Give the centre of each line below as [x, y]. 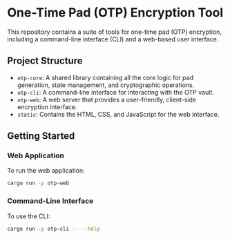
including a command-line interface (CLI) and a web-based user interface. [113, 39]
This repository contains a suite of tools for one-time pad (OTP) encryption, [115, 32]
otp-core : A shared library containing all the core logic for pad [105, 77]
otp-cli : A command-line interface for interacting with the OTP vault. [115, 92]
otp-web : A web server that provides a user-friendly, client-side [107, 99]
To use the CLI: [29, 216]
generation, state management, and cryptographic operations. [106, 85]
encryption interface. [47, 107]
